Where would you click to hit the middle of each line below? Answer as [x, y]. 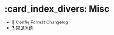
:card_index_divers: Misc [57, 9]
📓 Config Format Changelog [40, 22]
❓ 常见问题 [22, 28]
